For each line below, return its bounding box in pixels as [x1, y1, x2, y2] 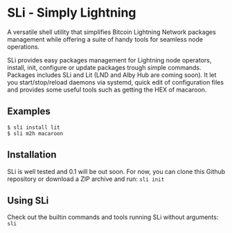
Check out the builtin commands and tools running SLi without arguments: [7, 213, 219, 221]
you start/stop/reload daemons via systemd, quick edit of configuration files [7, 78, 224, 86]
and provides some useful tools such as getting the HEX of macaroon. [7, 85, 207, 94]
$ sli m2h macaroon [7, 130, 64, 137]
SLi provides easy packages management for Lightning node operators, [7, 55, 212, 64]
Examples [7, 105, 51, 117]
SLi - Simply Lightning [7, 5, 136, 21]
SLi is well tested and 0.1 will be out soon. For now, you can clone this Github [7, 167, 226, 175]
